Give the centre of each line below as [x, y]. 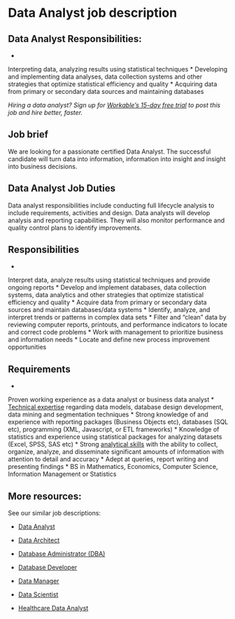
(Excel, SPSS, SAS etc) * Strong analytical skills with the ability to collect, [113, 444]
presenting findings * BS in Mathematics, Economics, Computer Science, [113, 467]
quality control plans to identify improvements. [75, 227]
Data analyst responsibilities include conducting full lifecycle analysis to [111, 205]
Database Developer [48, 567]
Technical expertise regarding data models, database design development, [116, 407]
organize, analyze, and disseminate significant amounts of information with [116, 452]
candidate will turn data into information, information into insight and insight [117, 158]
